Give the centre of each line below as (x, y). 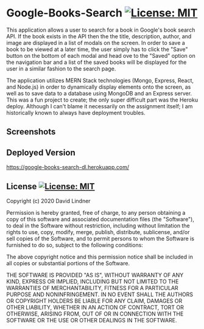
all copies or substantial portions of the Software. (68, 263)
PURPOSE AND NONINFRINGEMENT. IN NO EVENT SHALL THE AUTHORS (100, 294)
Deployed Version (41, 152)
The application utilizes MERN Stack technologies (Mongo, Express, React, (100, 80)
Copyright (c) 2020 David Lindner (48, 201)
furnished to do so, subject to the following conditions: (75, 245)
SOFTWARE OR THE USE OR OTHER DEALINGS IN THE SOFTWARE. (92, 320)
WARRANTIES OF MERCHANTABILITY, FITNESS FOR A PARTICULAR (92, 288)
